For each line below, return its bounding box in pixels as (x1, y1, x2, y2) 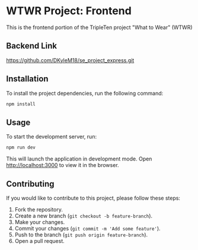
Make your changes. (14, 218, 65, 226)
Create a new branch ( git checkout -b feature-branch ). (14, 212, 153, 219)
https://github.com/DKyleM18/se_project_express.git (6, 56, 135, 63)
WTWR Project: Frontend (6, 4, 132, 18)
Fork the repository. (14, 206, 63, 213)
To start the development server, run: (6, 133, 97, 140)
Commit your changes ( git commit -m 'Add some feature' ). (14, 225, 161, 232)
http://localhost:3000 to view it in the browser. (6, 162, 120, 169)
